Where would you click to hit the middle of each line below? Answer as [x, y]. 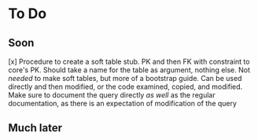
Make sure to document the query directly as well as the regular [112, 95]
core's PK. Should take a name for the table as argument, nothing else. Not [129, 70]
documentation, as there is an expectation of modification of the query [123, 103]
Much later [35, 128]
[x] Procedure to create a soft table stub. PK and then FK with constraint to [129, 61]
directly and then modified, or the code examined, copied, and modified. [125, 87]
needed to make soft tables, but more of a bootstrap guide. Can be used [125, 78]
